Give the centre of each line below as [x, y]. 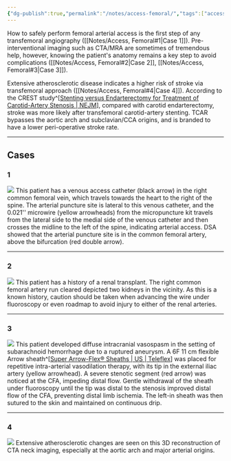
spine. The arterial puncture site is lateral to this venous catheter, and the [111, 205]
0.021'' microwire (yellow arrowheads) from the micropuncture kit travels [110, 213]
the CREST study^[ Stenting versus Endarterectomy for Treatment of [103, 98]
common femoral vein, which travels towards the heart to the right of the [110, 198]
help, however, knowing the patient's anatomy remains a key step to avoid [112, 55]
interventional [26, 48]
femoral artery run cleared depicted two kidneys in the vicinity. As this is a [112, 289]
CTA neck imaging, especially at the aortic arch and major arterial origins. [111, 450]
